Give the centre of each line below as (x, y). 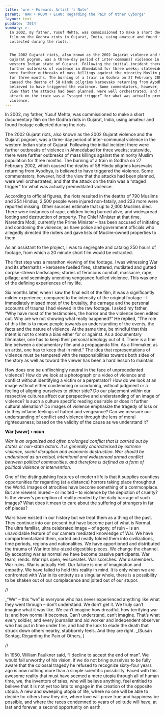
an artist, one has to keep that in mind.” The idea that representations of (78, 350)
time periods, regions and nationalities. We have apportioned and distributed (82, 544)
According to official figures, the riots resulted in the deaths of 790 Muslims (82, 196)
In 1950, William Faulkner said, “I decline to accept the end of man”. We (77, 655)
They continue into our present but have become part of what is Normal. (78, 523)
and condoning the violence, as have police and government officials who (80, 228)
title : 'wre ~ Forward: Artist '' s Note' (47, 10)
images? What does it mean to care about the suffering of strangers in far (79, 503)
